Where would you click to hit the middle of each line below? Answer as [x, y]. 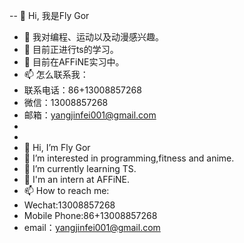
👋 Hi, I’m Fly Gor [57, 147]
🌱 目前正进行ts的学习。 [71, 49]
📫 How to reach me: [66, 190]
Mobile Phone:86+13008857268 [90, 215]
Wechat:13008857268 [69, 205]
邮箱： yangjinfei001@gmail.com [90, 115]
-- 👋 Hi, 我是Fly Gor [49, 15]
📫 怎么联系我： [56, 74]
